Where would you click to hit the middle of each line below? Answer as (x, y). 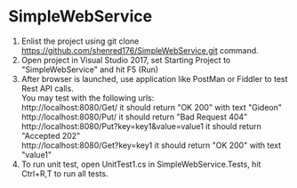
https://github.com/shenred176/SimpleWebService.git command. (140, 50)
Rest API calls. (48, 88)
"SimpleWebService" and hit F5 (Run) (90, 69)
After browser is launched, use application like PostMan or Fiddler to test (154, 78)
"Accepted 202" (51, 135)
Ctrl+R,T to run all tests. (64, 173)
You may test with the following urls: (88, 98)
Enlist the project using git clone (80, 41)
